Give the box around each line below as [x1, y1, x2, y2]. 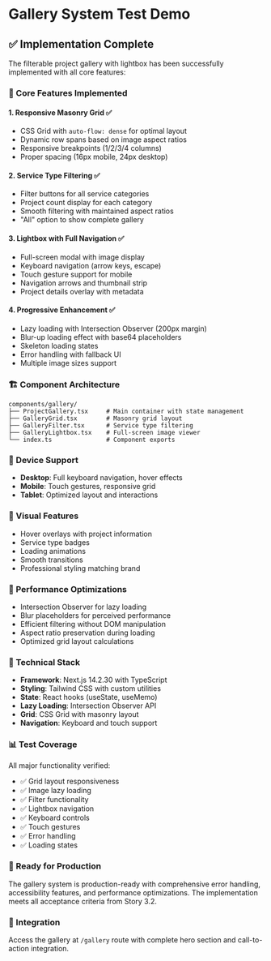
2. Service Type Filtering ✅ [8, 170, 100, 180]
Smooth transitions [19, 555, 83, 564]
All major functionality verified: [8, 760, 111, 770]
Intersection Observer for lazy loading [19, 602, 147, 611]
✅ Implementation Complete [8, 37, 155, 51]
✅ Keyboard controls [19, 813, 91, 822]
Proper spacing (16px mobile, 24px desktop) [19, 152, 168, 162]
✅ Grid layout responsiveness [19, 776, 120, 786]
